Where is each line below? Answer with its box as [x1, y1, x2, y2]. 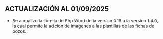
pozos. [12, 28, 26, 34]
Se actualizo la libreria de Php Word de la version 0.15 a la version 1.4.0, [12, 18, 159, 23]
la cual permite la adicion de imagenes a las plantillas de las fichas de [12, 23, 155, 29]
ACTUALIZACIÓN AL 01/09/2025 [5, 5, 109, 13]
